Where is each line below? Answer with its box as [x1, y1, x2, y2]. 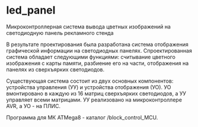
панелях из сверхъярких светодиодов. [6, 66, 105, 73]
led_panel [6, 4, 56, 17]
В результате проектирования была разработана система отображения [6, 41, 189, 48]
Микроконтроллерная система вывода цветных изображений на [6, 23, 171, 30]
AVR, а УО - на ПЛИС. [6, 102, 61, 109]
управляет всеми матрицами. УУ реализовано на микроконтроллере [6, 96, 183, 103]
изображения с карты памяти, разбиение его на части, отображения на [6, 60, 189, 67]
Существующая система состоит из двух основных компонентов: [6, 77, 174, 84]
